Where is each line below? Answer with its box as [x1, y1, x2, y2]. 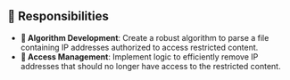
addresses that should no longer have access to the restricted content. [20, 60, 281, 71]
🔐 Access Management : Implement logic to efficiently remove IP [20, 51, 259, 62]
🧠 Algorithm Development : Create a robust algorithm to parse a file [20, 32, 269, 43]
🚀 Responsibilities [7, 9, 110, 24]
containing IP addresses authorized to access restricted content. [20, 42, 259, 52]
